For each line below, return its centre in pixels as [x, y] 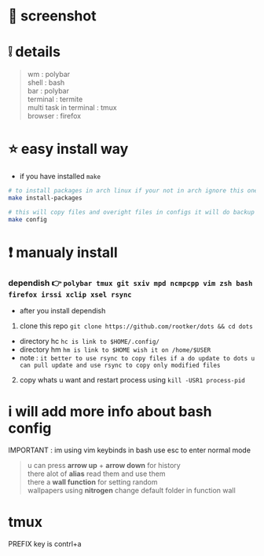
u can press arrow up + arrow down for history [104, 465]
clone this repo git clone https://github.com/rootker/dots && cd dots [136, 326]
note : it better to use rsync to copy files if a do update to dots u [137, 358]
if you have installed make [60, 177]
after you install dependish [62, 311]
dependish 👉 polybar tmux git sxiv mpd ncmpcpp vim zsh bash [130, 283]
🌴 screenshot [52, 16]
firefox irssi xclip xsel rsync [70, 294]
